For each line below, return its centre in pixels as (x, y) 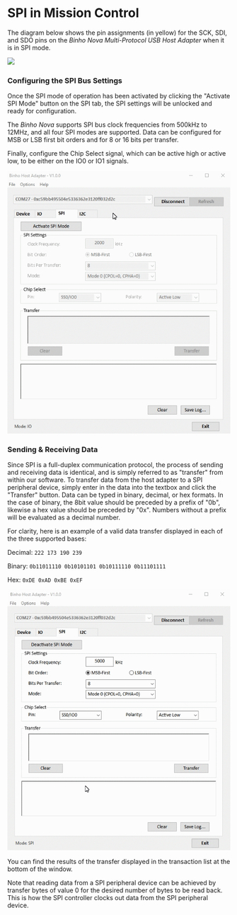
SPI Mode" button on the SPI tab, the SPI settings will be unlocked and (110, 103)
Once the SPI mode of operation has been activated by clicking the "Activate (119, 96)
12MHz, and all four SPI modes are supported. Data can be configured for (114, 132)
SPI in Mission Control (73, 13)
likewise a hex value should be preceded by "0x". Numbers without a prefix (117, 510)
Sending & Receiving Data (53, 449)
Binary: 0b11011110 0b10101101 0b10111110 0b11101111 (87, 566)
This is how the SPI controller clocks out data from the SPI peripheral (108, 898)
